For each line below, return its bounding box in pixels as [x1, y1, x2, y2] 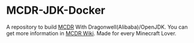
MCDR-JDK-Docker [6, 4, 105, 17]
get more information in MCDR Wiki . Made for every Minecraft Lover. [6, 29, 177, 36]
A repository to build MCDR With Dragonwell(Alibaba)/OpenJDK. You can [6, 23, 188, 30]
